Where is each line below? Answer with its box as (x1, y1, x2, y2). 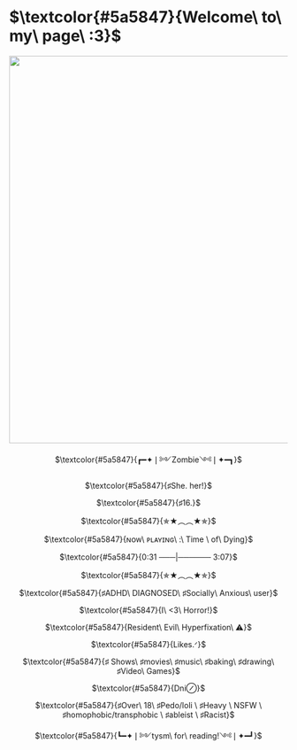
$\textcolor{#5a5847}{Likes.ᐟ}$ (91, 638, 206, 649)
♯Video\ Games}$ (116, 665, 181, 676)
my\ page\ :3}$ (9, 26, 122, 46)
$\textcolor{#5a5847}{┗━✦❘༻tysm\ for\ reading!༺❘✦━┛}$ (34, 730, 263, 741)
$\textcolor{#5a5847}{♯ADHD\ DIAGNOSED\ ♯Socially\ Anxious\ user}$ (19, 587, 278, 598)
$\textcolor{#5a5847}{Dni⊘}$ (91, 683, 206, 693)
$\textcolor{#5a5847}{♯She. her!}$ (85, 480, 212, 491)
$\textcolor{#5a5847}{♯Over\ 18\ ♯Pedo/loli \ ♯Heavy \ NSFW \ (34, 700, 263, 710)
